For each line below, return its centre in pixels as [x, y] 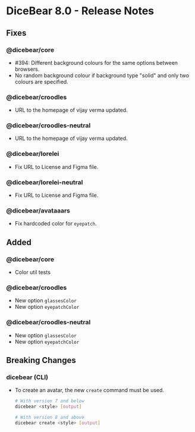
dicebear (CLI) [27, 377]
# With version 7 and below [49, 401]
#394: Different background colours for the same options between [96, 62]
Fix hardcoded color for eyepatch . [56, 224]
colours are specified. [41, 82]
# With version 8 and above [49, 418]
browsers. [27, 69]
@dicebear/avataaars [38, 211]
